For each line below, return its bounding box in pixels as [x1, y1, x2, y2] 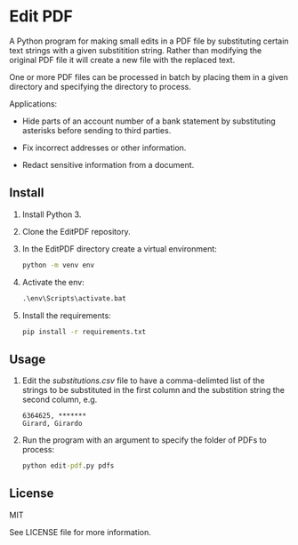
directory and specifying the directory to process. [9, 81, 191, 92]
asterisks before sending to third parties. [21, 124, 172, 135]
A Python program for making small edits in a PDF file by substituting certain [9, 36, 289, 46]
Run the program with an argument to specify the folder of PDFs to [21, 435, 267, 445]
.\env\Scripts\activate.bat [21, 293, 126, 303]
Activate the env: [21, 277, 85, 287]
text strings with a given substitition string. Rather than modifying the [9, 44, 262, 55]
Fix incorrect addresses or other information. [21, 142, 187, 153]
